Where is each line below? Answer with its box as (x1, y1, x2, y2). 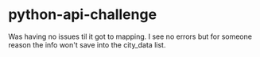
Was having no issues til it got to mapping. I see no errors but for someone (8, 32, 253, 41)
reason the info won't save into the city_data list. (8, 40, 166, 49)
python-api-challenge (8, 6, 157, 24)
